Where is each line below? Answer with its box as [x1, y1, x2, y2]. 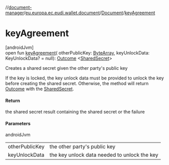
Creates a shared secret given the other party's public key [5, 65, 128, 71]
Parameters [5, 120, 31, 126]
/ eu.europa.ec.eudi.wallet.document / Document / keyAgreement [23, 10, 156, 16]
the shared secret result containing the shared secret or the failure [5, 109, 145, 115]
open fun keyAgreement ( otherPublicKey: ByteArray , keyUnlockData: [5, 49, 150, 56]
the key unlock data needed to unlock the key [49, 151, 159, 158]
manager [5, 10, 24, 16]
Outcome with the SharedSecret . [5, 86, 74, 92]
